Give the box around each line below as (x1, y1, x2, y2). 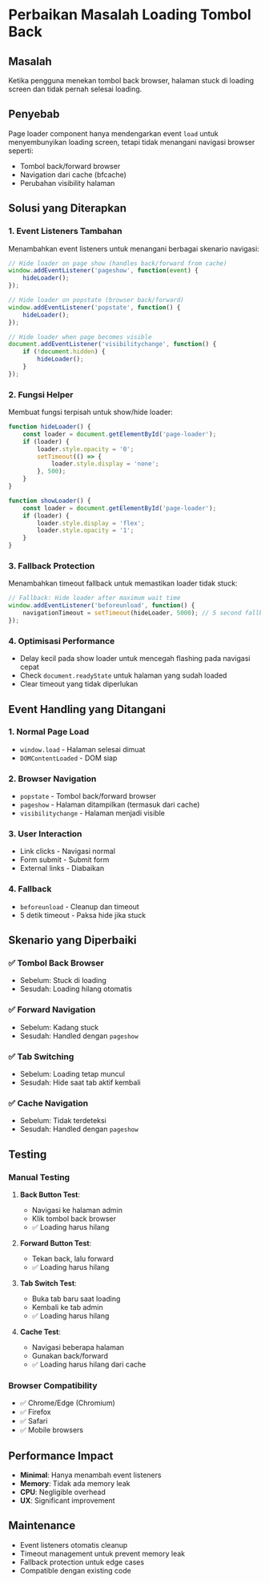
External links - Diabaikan (19, 864, 105, 873)
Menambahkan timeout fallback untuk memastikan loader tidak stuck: (8, 578, 238, 588)
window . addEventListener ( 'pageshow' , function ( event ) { (8, 267, 199, 275)
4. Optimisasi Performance (8, 635, 115, 646)
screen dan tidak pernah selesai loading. (8, 84, 143, 94)
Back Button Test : (19, 1190, 81, 1199)
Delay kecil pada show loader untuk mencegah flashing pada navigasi (19, 654, 251, 663)
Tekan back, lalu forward (31, 1254, 114, 1263)
